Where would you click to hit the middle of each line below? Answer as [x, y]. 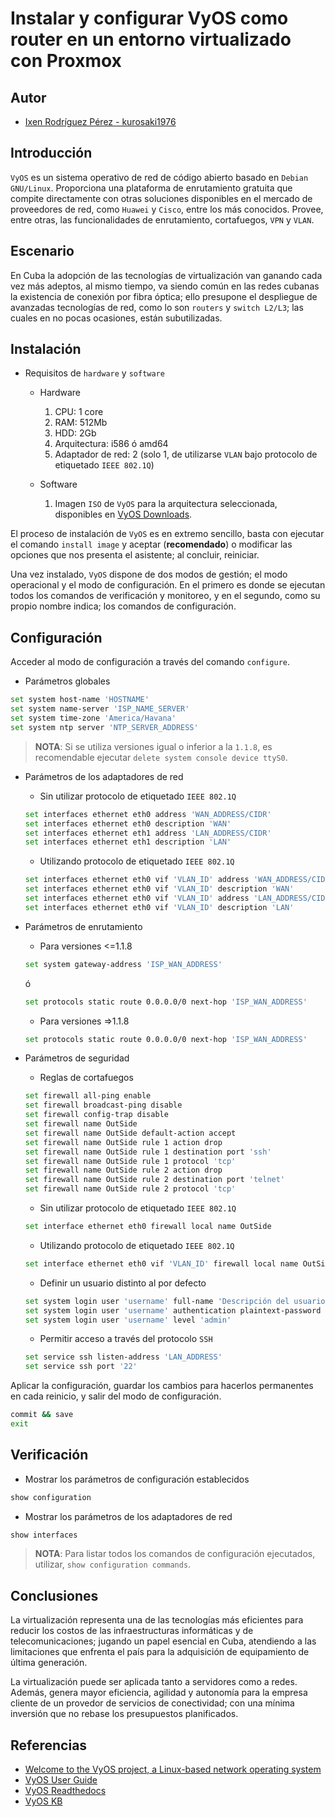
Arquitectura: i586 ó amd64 [111, 444]
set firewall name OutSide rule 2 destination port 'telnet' [155, 1180]
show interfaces [44, 1535]
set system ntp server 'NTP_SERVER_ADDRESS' [104, 727]
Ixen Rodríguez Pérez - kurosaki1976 [100, 121]
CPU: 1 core [79, 412]
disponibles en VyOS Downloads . [123, 514]
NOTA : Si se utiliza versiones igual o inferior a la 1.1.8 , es [153, 746]
